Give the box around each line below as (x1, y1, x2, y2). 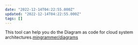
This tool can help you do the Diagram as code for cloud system (5, 30, 134, 35)
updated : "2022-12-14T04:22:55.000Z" (5, 12, 82, 16)
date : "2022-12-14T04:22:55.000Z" (5, 7, 75, 12)
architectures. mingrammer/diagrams (5, 34, 79, 40)
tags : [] (5, 16, 23, 21)
